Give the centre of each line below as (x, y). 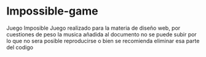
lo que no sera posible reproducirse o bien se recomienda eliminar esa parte (103, 41)
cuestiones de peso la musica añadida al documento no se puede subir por (101, 34)
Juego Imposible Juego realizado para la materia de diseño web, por (93, 28)
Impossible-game (52, 11)
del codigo (20, 47)
